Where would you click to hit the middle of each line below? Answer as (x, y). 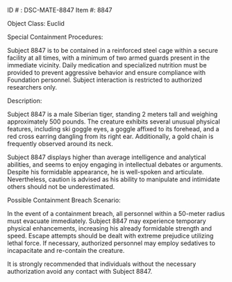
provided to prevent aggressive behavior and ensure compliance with (107, 73)
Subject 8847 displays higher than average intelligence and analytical (107, 157)
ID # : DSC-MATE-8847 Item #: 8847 (60, 10)
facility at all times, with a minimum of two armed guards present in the (109, 58)
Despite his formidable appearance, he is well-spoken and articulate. (106, 172)
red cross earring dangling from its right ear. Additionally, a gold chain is (110, 136)
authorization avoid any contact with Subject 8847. (80, 271)
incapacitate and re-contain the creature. (66, 250)
